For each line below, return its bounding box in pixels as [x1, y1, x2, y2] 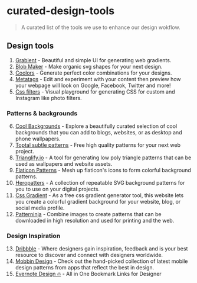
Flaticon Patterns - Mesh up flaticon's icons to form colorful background [15, 167, 191, 174]
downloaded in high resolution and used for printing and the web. [15, 217, 175, 224]
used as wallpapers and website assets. [15, 160, 113, 168]
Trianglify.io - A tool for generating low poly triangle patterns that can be [15, 154, 192, 161]
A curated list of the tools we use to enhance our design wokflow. [21, 24, 180, 31]
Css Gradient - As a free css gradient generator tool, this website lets [15, 192, 184, 199]
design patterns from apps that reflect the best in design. [15, 264, 155, 271]
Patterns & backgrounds [6, 109, 78, 117]
